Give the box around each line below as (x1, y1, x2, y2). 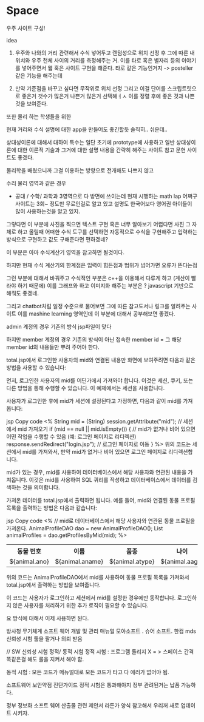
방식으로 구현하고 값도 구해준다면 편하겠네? (6, 235, 108, 243)
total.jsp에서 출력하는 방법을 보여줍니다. (6, 581, 101, 589)
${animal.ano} (9, 557, 50, 565)
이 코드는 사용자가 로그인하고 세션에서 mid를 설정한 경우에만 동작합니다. (6, 594, 176, 601)
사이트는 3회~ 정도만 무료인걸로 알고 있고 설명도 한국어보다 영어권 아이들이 (15, 200, 192, 207)
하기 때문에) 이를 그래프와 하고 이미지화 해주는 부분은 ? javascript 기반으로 (17, 282, 194, 289)
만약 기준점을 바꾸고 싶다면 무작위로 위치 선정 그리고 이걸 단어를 (15, 84, 166, 92)
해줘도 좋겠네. (6, 289, 39, 297)
